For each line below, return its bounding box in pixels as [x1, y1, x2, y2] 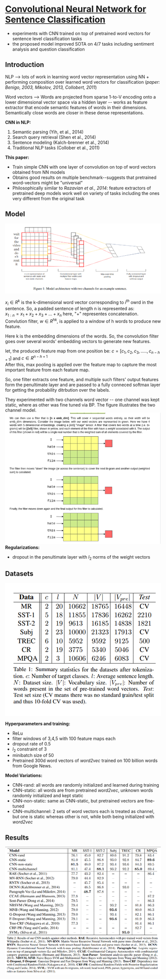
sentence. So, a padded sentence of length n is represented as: [5, 306, 135, 312]
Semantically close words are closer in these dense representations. [5, 110, 144, 115]
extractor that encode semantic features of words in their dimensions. [5, 104, 147, 110]
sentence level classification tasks [12, 36, 83, 42]
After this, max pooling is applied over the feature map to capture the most [5, 362, 157, 368]
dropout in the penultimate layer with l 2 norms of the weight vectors [12, 554, 151, 561]
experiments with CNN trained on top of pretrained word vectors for [12, 30, 151, 36]
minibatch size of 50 [12, 752, 54, 758]
